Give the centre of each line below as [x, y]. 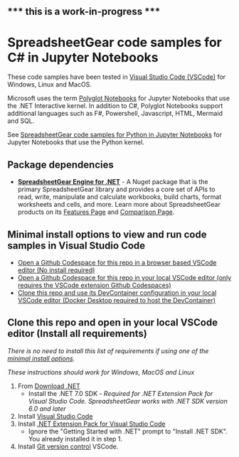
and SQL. [21, 121]
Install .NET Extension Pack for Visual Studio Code [91, 424]
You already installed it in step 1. [75, 439]
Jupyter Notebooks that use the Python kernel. [76, 142]
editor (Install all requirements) [77, 334]
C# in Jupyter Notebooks [83, 57]
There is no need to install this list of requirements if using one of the [108, 350]
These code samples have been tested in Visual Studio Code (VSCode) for [117, 77]
